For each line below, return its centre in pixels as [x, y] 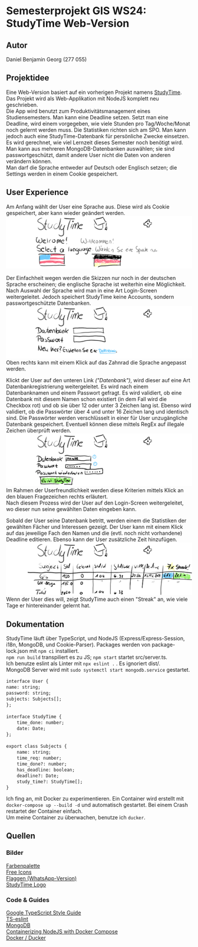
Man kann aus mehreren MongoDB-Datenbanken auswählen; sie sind [90, 148]
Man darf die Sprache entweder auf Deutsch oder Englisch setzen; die [92, 167]
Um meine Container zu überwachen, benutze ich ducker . [76, 817]
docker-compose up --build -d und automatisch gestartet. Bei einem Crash [97, 805]
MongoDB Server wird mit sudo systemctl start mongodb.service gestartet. [98, 669]
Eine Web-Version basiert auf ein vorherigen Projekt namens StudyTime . [94, 92]
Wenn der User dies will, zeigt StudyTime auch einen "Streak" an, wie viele [97, 599]
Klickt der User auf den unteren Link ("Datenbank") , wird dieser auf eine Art [98, 380]
